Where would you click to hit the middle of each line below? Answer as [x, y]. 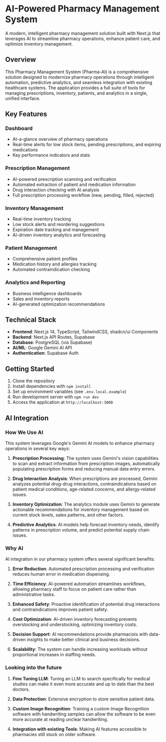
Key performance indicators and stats [51, 155]
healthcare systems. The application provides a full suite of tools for [75, 88]
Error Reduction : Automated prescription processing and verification [83, 569]
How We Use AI [24, 432]
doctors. [21, 689]
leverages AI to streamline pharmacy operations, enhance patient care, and [83, 39]
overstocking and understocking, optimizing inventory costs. [75, 625]
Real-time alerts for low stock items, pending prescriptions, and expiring [87, 145]
